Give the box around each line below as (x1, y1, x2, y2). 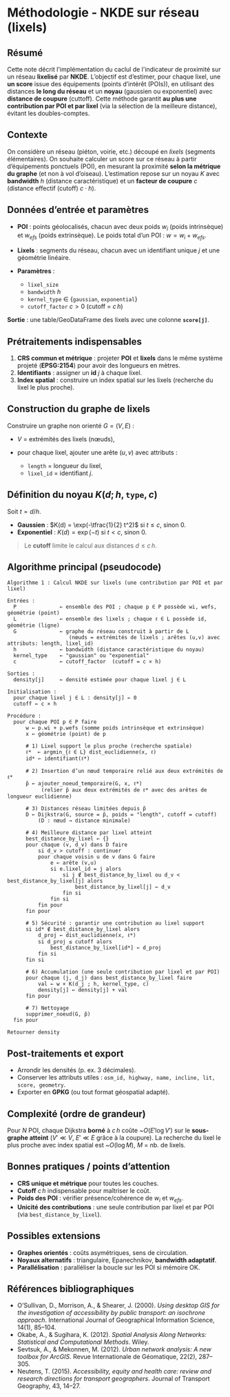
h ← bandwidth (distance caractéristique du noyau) (13, 646, 205, 653)
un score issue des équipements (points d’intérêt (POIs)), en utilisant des (7, 80, 215, 88)
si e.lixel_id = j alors (50, 865, 122, 873)
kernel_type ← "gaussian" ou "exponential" (13, 652, 149, 659)
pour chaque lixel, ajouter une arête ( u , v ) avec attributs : (17, 448, 178, 456)
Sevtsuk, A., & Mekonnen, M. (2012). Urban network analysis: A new (17, 1345, 212, 1354)
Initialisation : (7, 688, 57, 696)
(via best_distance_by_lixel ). (17, 1210, 102, 1218)
